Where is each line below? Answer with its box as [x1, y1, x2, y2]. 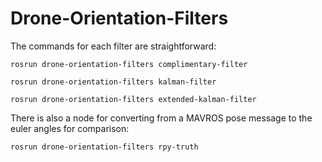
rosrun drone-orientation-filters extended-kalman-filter [10, 94, 257, 104]
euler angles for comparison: [10, 122, 130, 134]
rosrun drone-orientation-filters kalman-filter [10, 77, 217, 87]
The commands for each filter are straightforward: [10, 40, 217, 52]
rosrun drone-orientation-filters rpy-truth [10, 142, 199, 152]
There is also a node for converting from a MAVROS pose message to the [10, 112, 313, 124]
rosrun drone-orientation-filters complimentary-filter [10, 59, 248, 69]
